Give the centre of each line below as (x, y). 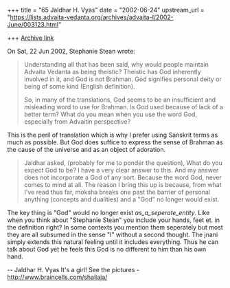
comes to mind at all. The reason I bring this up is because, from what (123, 185)
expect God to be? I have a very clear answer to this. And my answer (121, 170)
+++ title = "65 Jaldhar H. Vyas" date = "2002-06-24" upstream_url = (106, 10)
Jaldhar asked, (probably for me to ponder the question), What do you (123, 163)
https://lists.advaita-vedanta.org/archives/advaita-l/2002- (92, 17)
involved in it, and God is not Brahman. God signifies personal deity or (123, 79)
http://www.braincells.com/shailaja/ (57, 277)
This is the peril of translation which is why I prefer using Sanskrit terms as (113, 135)
